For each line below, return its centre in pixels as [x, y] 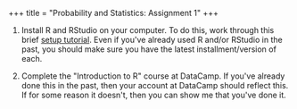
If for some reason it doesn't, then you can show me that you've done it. [153, 95]
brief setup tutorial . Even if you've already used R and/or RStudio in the [152, 40]
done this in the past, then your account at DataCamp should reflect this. [155, 85]
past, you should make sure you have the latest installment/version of [149, 49]
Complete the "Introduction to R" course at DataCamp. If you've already [153, 76]
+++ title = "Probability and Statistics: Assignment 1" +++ [114, 13]
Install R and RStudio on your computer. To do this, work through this [148, 30]
